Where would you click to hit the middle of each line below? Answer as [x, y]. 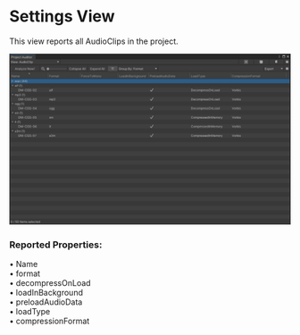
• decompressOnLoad [50, 282]
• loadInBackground [46, 292]
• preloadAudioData [46, 302]
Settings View [62, 17]
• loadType [30, 311]
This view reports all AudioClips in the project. [94, 41]
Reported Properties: [56, 245]
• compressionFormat [50, 321]
